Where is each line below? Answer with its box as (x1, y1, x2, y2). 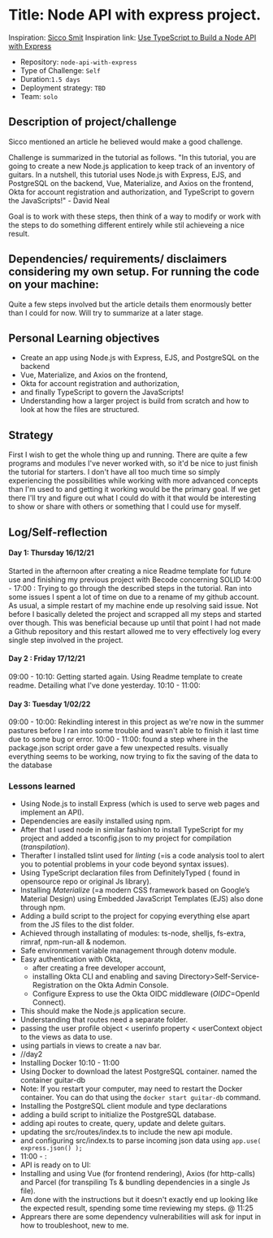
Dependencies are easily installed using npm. (19, 816, 173, 826)
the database (8, 760, 53, 770)
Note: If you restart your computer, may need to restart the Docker (19, 1084, 243, 1094)
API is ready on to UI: (19, 1160, 92, 1170)
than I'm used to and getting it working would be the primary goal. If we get (8, 484, 261, 494)
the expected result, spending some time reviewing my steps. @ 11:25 (19, 1203, 253, 1213)
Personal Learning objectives (8, 331, 160, 345)
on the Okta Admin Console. (74, 980, 169, 990)
